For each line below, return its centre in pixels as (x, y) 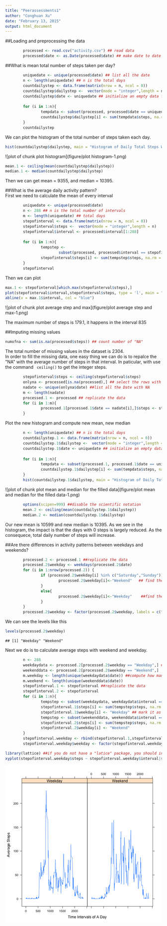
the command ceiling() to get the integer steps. (56, 367)
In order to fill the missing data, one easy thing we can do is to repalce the (81, 357)
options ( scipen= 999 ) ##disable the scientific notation (82, 505)
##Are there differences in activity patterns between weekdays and (74, 545)
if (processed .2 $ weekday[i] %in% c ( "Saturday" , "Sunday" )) (102, 576)
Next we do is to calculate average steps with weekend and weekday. (76, 650)
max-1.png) (17, 313)
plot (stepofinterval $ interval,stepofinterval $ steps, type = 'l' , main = (82, 293)
